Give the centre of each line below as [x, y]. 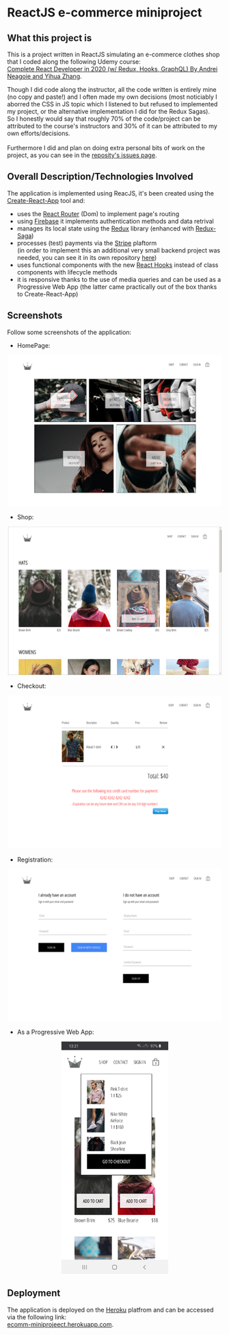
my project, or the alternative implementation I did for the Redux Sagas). [109, 111]
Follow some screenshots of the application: [69, 332]
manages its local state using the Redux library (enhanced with [106, 228]
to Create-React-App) [48, 294]
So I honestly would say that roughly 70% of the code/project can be [104, 119]
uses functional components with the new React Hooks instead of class [118, 265]
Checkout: [31, 686]
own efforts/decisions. [39, 133]
